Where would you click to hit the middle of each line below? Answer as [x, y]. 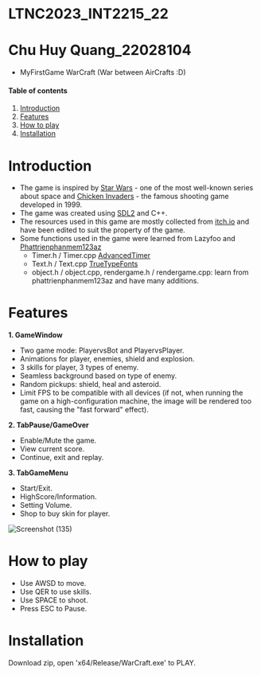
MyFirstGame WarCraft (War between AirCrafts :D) [103, 72]
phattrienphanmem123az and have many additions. [115, 281]
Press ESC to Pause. [53, 609]
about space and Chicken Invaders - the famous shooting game [124, 197]
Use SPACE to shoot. [54, 600]
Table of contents [38, 90]
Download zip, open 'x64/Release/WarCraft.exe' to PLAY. [102, 663]
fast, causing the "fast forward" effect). [84, 410]
